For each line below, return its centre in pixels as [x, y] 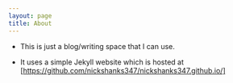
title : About [30, 23]
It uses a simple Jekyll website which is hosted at [102, 62]
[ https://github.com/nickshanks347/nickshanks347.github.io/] [123, 70]
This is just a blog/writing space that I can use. [97, 46]
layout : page [30, 16]
